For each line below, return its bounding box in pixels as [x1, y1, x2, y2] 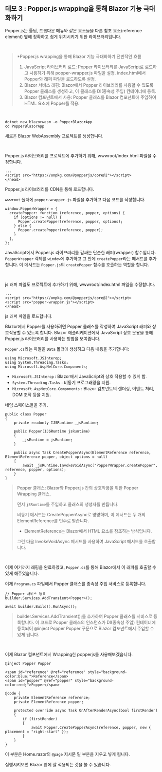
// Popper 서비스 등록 [5, 591, 46, 596]
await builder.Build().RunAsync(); [5, 604, 77, 609]
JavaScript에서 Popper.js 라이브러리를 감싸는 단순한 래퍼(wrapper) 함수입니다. [5, 249, 156, 255]
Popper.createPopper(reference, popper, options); [18, 219, 123, 224]
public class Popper [5, 412, 47, 416]
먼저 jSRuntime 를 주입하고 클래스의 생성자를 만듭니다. [17, 501, 119, 507]
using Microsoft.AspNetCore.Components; [5, 364, 89, 369]
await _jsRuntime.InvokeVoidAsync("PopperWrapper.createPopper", [22, 463, 158, 468]
